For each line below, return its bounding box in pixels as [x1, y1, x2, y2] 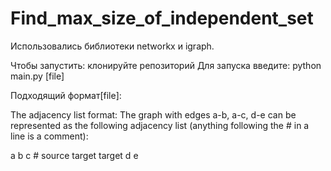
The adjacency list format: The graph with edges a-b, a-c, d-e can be [10, 108, 297, 121]
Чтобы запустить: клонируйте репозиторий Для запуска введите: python [10, 59, 322, 71]
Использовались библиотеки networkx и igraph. [10, 40, 215, 52]
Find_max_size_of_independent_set [10, 7, 314, 30]
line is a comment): [10, 130, 89, 142]
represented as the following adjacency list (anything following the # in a [10, 119, 310, 131]
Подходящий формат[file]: [10, 89, 122, 101]
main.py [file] [10, 70, 65, 82]
